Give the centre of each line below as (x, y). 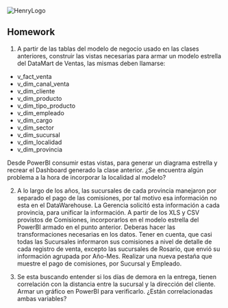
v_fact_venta (35, 76)
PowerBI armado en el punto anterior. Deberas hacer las (96, 227)
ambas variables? (42, 298)
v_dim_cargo (35, 120)
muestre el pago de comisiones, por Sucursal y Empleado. (99, 263)
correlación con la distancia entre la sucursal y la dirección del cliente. (116, 284)
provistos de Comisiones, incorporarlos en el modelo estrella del (108, 220)
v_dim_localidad (39, 142)
